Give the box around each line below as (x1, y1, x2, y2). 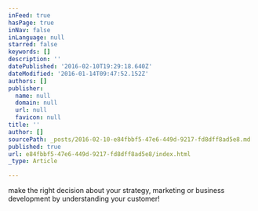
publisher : (8, 84, 44, 93)
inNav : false (8, 26, 51, 34)
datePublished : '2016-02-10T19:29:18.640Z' (8, 63, 153, 71)
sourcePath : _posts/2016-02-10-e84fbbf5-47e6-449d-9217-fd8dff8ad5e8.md (8, 135, 251, 144)
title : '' (8, 121, 41, 129)
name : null (15, 92, 51, 100)
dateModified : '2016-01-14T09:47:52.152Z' (8, 70, 149, 78)
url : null (15, 107, 47, 115)
